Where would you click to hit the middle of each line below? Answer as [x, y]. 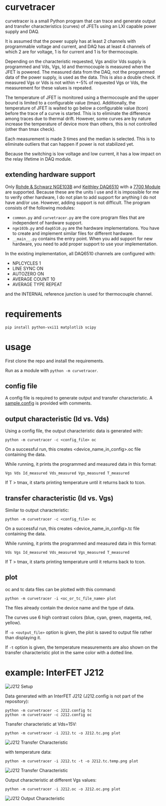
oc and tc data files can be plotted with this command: [61, 589]
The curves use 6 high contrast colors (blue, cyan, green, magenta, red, [79, 617]
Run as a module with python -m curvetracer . [52, 370]
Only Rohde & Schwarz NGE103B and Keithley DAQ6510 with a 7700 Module [83, 187]
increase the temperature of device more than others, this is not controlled [81, 124]
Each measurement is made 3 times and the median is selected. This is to [80, 139]
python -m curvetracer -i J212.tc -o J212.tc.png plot [63, 733]
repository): [17, 701]
